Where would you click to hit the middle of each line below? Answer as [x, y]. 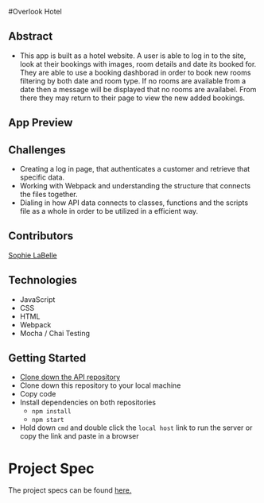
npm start [48, 420]
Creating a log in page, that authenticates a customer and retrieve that [135, 169]
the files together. [49, 195]
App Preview [41, 123]
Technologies [43, 280]
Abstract [31, 36]
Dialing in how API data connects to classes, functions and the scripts [134, 203]
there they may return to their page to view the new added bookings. [132, 98]
